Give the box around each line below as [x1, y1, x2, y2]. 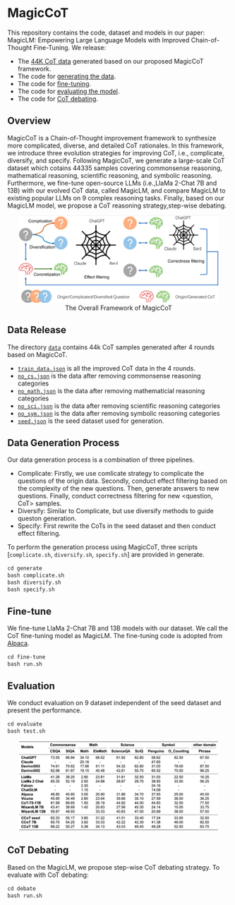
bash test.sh [7, 728, 46, 735]
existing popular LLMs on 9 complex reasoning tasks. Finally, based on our [7, 193, 224, 202]
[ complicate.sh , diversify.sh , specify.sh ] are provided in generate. [7, 551, 205, 559]
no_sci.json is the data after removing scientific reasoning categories [17, 401, 221, 410]
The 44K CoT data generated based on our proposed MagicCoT [17, 56, 204, 65]
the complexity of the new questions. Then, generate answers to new [17, 484, 219, 493]
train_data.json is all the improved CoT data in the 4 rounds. [17, 364, 195, 372]
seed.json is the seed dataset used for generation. [17, 416, 164, 425]
